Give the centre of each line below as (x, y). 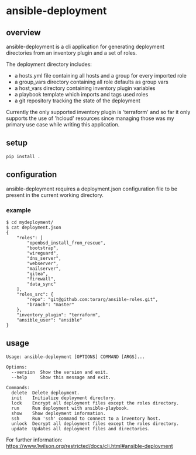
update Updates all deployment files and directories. (81, 429)
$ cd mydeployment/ (30, 222)
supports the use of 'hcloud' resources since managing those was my (90, 118)
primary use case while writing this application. (63, 124)
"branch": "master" (51, 305)
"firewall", (42, 279)
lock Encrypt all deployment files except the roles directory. (95, 403)
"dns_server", (44, 258)
